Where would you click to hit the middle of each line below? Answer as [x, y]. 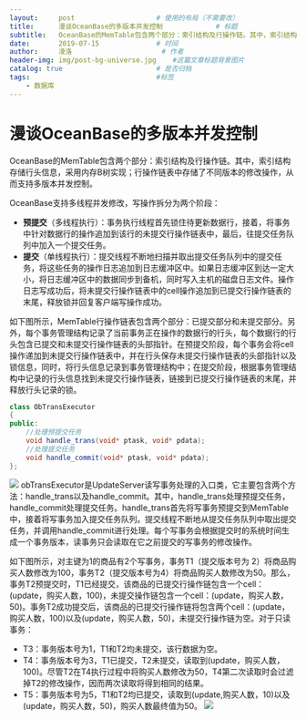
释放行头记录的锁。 [46, 389]
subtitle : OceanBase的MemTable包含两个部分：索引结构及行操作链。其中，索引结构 [153, 35]
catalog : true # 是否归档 [101, 69]
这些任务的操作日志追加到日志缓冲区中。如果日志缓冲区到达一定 [167, 267]
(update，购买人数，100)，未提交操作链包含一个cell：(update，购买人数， [149, 595]
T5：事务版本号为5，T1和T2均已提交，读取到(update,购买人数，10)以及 [156, 694]
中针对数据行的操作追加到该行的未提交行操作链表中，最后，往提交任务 [154, 233]
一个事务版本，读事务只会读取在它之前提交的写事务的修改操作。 [137, 541]
